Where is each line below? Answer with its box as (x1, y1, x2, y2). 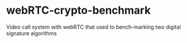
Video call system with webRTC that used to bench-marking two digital (6, 23, 181, 30)
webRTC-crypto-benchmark (6, 4, 151, 17)
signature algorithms (6, 29, 57, 36)
